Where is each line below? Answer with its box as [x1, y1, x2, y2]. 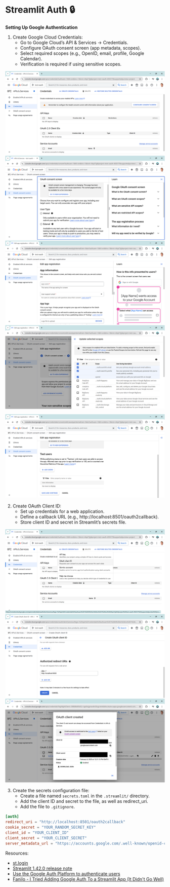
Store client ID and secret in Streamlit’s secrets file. [20, 519, 126, 525]
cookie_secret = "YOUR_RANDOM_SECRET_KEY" [5, 825, 96, 830]
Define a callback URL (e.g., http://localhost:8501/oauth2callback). [20, 514, 159, 520]
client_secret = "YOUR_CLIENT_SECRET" [5, 835, 87, 840]
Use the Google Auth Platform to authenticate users [12, 870, 120, 877]
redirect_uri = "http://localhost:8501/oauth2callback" [5, 820, 125, 825]
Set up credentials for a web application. [20, 508, 105, 514]
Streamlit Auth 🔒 [5, 4, 75, 16]
